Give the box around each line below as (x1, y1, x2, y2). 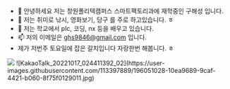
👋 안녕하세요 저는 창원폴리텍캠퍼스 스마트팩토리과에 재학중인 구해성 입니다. (17, 7, 224, 15)
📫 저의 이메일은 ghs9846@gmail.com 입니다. (17, 33, 147, 41)
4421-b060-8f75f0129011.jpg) (7, 74, 95, 82)
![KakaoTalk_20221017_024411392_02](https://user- (16, 59, 165, 67)
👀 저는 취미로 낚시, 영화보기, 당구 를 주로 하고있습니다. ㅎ (17, 15, 174, 24)
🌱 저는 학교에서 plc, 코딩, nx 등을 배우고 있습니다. (17, 25, 154, 32)
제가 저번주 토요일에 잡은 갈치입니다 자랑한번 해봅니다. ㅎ (17, 44, 174, 52)
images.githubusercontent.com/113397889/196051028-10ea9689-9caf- (7, 67, 217, 74)
